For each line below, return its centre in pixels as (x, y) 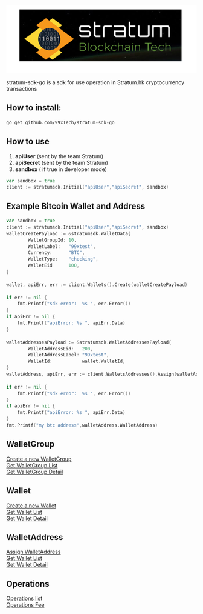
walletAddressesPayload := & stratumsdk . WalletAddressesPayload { (89, 342)
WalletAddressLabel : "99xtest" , (69, 355)
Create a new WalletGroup (39, 459)
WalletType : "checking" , (63, 259)
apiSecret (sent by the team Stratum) (62, 162)
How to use (28, 142)
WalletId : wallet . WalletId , (77, 362)
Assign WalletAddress (34, 552)
